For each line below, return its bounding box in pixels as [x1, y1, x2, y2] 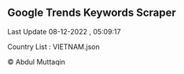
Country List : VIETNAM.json [7, 42, 100, 51]
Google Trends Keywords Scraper [7, 6, 176, 19]
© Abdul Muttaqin [7, 57, 66, 66]
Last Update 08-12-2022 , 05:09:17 [7, 26, 121, 36]
